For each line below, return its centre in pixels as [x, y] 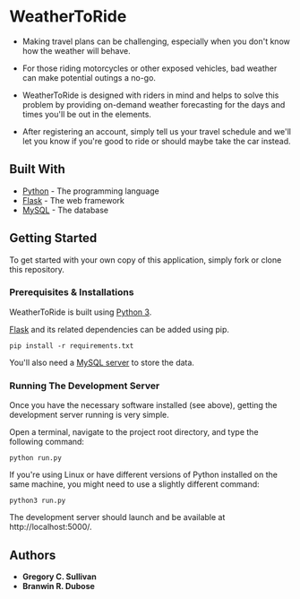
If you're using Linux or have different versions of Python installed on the [143, 475]
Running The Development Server [85, 386]
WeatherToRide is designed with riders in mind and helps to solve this [150, 95]
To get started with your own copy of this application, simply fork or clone [146, 260]
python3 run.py [38, 501]
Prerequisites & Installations [72, 292]
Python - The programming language [90, 191]
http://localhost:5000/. [51, 527]
